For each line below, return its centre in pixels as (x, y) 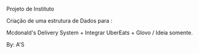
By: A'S (15, 44)
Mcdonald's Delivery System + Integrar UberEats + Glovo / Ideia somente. (99, 33)
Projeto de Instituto (30, 9)
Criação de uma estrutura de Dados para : (59, 21)
